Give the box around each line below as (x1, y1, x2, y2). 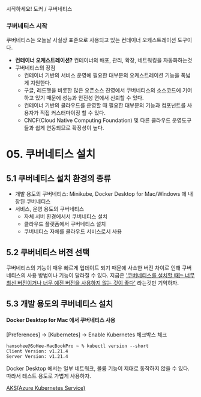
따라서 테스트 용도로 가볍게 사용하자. (6, 372, 91, 380)
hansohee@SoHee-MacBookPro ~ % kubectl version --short (6, 343, 149, 349)
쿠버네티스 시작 (6, 22, 48, 30)
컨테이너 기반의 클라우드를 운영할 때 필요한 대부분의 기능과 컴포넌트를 (23, 102, 186, 109)
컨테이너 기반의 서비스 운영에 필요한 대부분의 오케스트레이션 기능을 (23, 71, 180, 79)
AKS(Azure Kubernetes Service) (6, 384, 86, 392)
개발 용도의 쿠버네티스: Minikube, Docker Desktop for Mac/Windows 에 (14, 190, 187, 198)
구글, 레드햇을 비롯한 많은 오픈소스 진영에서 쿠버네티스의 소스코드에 (23, 86, 181, 94)
